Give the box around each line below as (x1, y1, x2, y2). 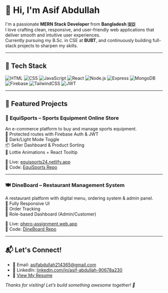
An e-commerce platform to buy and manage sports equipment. (5, 126, 137, 132)
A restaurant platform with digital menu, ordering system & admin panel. (5, 195, 153, 201)
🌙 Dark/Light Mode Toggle (5, 136, 59, 142)
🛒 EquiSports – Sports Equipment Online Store (5, 114, 119, 121)
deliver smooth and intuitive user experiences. (5, 32, 101, 38)
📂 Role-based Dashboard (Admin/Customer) (5, 211, 96, 217)
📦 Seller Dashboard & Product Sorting (5, 142, 85, 148)
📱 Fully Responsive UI (5, 200, 50, 206)
